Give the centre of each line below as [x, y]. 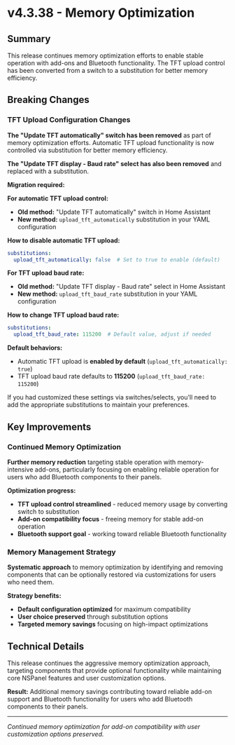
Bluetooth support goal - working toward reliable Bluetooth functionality [122, 533]
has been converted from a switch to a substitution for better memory [108, 70]
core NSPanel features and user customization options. [87, 678]
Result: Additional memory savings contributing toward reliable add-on [109, 691]
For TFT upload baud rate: [46, 273]
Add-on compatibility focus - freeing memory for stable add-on [111, 519]
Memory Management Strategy [62, 552]
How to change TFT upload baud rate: [63, 315]
